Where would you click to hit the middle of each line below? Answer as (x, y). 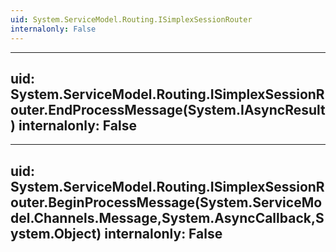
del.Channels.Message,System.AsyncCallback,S (167, 217)
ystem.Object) (56, 233)
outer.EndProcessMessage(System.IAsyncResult (168, 109)
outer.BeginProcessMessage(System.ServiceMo (166, 202)
